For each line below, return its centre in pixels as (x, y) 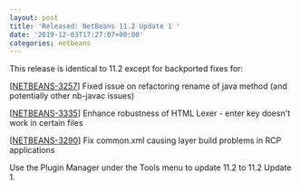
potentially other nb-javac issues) (72, 96)
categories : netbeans (50, 43)
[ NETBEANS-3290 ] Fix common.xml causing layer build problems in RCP (146, 140)
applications (32, 150)
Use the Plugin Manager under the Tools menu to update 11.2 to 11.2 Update (150, 167)
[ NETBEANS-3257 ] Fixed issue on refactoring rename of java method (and (148, 86)
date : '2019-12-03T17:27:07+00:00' (77, 34)
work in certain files (46, 123)
